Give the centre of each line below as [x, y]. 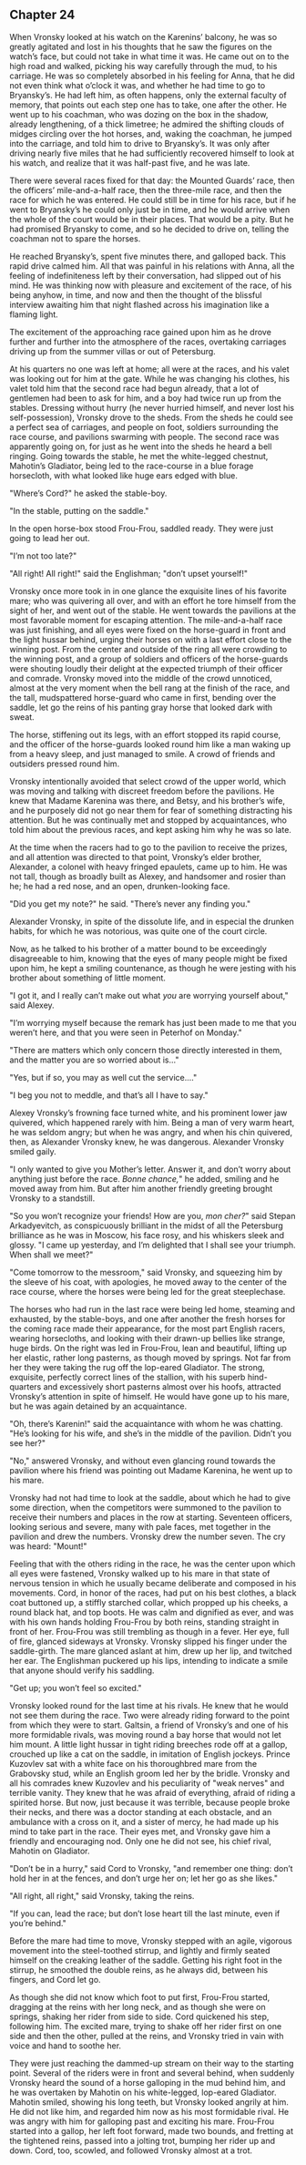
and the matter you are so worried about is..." [94, 1060]
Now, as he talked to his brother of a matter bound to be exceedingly [138, 949]
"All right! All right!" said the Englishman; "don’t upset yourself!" [129, 573]
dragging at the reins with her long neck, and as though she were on [138, 2006]
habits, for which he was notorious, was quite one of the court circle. [138, 931]
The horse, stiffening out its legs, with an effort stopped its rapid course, [145, 734]
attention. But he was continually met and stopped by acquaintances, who [148, 820]
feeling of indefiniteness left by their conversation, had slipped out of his [145, 275]
